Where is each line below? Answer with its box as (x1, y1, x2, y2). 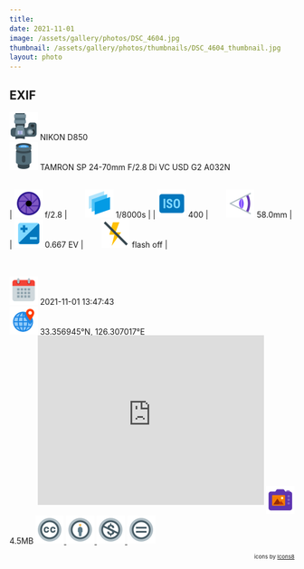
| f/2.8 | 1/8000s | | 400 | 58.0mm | (9, 209, 292, 220)
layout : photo (9, 52, 63, 62)
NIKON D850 (39, 131, 89, 142)
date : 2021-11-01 (9, 24, 75, 33)
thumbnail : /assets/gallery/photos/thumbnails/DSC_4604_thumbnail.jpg (9, 43, 281, 52)
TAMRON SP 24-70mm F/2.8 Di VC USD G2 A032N (39, 161, 231, 172)
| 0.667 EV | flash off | (9, 239, 168, 250)
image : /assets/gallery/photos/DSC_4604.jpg (9, 33, 180, 43)
